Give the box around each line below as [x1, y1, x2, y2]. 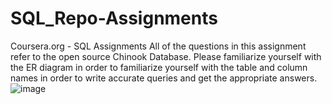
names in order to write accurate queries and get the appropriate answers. [10, 72, 318, 84]
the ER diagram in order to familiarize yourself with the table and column [10, 61, 308, 73]
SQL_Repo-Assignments [10, 7, 218, 30]
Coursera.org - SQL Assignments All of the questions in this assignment [10, 40, 307, 52]
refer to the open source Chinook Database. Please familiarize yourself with [10, 50, 322, 62]
